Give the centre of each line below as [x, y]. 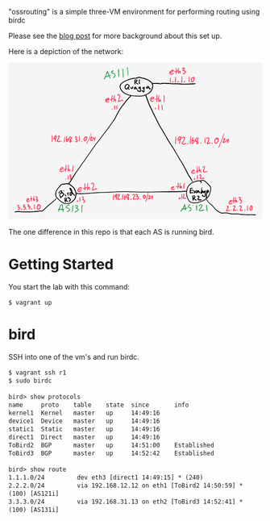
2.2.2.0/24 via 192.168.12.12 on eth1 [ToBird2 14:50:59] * [126, 486]
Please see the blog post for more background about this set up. [115, 36]
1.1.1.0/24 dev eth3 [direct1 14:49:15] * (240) [106, 477]
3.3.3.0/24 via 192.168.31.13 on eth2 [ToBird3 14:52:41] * [126, 502]
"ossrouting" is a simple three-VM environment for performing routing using [134, 12]
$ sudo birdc [30, 381]
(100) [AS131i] [34, 510]
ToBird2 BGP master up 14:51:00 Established [112, 445]
